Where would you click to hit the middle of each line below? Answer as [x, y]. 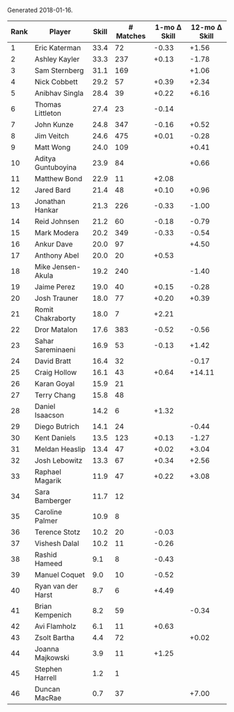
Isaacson [49, 415]
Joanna [47, 649]
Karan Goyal [55, 384]
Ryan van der [56, 586]
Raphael [48, 472]
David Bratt [53, 361]
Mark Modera [56, 233]
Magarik [48, 481]
